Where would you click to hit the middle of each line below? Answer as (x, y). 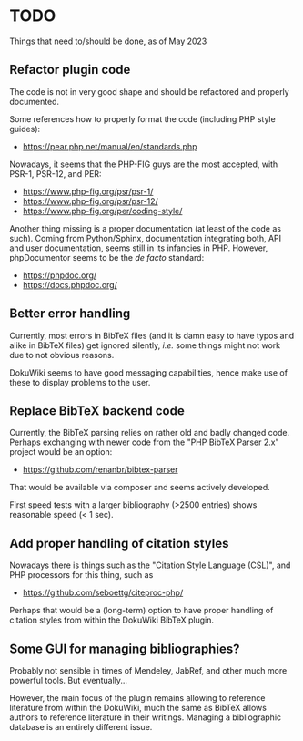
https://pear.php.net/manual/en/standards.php (110, 146)
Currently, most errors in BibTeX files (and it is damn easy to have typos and (152, 335)
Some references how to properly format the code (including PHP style (142, 118)
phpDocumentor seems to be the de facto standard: (107, 257)
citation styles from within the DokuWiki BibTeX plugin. (112, 620)
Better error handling (70, 314)
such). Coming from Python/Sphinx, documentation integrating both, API (146, 238)
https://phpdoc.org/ (60, 275)
